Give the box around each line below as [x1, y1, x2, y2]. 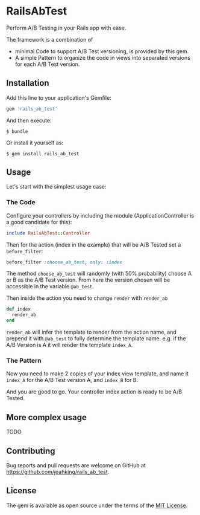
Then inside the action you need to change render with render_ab [6, 294, 168, 302]
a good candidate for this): [6, 218, 72, 225]
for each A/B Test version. [14, 60, 80, 68]
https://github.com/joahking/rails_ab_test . [6, 468, 110, 476]
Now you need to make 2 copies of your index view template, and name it [6, 370, 189, 377]
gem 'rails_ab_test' [6, 106, 58, 112]
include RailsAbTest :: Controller [6, 230, 90, 236]
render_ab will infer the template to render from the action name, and [6, 328, 177, 336]
